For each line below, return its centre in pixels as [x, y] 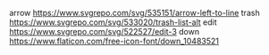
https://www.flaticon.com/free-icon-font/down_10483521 [114, 41]
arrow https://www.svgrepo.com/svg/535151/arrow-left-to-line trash [135, 13]
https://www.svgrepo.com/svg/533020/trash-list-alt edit [113, 22]
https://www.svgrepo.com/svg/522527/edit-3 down [104, 31]
